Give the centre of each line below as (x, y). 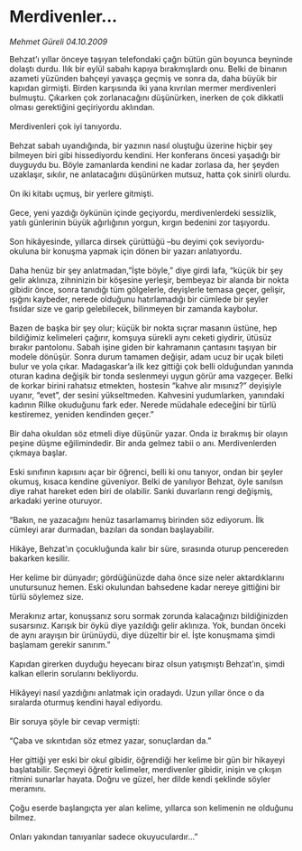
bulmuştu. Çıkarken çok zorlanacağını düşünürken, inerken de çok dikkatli (146, 98)
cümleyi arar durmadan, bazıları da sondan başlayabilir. (112, 529)
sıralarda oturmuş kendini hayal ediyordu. (86, 702)
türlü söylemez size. (46, 596)
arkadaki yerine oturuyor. (56, 500)
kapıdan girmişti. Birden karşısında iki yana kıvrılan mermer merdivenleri (143, 88)
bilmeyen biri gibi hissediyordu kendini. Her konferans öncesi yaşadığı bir (145, 154)
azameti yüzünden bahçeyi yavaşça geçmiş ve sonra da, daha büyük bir (143, 78)
